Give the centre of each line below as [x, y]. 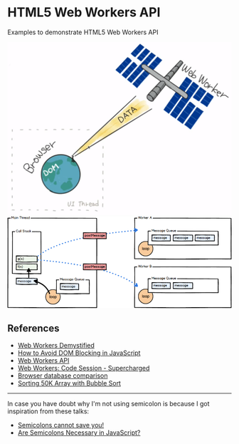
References [33, 328]
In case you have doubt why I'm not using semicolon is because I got [108, 404]
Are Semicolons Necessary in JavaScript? [79, 433]
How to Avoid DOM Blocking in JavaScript [79, 353]
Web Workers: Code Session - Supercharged [84, 368]
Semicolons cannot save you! [61, 425]
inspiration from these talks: [48, 411]
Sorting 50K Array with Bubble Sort [69, 383]
